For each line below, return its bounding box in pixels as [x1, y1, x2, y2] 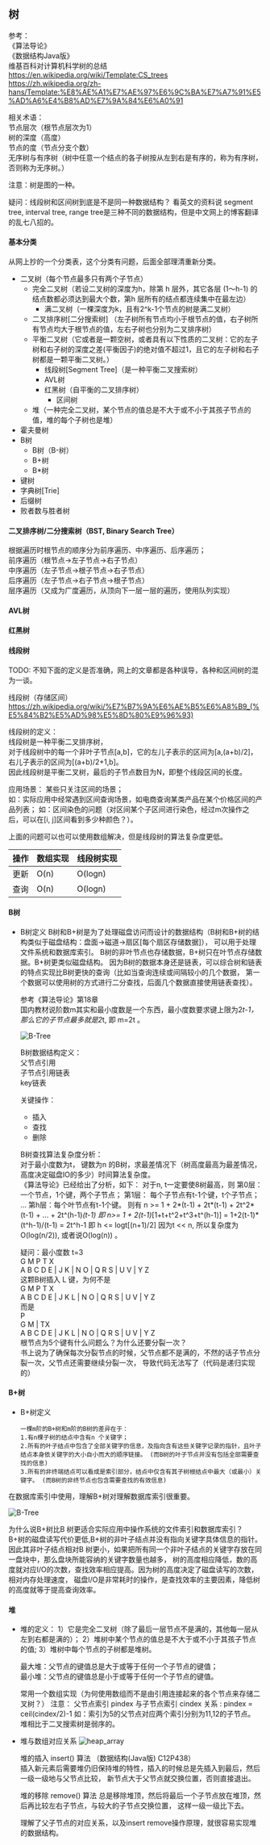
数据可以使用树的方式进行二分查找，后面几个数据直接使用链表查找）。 [27, 977, 257, 987]
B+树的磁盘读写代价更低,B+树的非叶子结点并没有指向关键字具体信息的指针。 [8, 1534, 262, 1544]
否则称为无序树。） [8, 162, 69, 172]
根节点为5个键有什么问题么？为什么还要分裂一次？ [19, 1337, 188, 1347]
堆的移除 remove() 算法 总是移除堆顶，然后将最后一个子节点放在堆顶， [19, 1791, 255, 1801]
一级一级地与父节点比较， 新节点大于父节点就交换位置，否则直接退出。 [19, 1774, 255, 1784]
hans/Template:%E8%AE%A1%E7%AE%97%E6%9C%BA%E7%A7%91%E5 [8, 87, 262, 97]
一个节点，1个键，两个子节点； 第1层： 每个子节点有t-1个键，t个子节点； [19, 1190, 260, 1199]
